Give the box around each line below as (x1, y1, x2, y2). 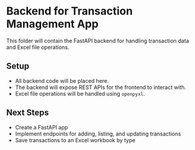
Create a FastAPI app (15, 123, 68, 131)
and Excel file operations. (6, 44, 70, 51)
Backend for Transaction (6, 4, 133, 18)
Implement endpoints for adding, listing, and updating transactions (15, 130, 182, 137)
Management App (6, 17, 99, 31)
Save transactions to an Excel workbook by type (15, 136, 136, 143)
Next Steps (6, 108, 49, 118)
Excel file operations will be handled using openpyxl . (15, 90, 145, 97)
